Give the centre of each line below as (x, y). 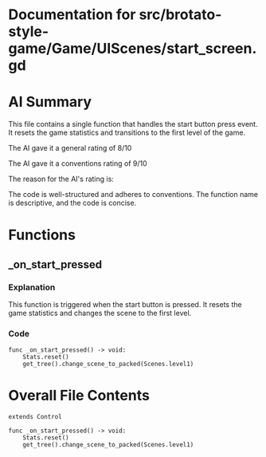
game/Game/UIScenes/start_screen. (133, 49)
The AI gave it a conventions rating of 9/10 (78, 163)
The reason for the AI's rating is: (61, 179)
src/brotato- (180, 15)
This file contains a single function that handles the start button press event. (133, 124)
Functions (42, 235)
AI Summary (50, 102)
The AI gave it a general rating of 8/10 (70, 148)
